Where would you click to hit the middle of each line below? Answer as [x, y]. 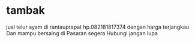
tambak [25, 10]
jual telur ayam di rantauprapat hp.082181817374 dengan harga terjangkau [98, 27]
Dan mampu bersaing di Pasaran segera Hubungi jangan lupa [82, 33]
